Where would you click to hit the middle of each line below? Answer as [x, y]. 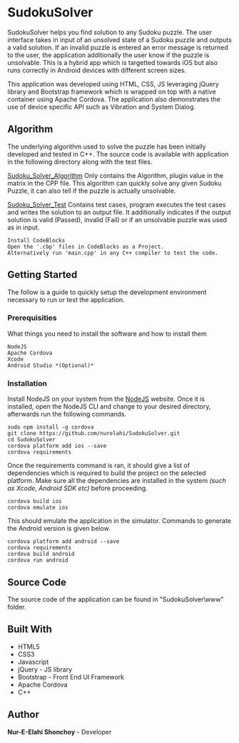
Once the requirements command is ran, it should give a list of [99, 466]
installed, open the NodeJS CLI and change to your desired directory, [109, 407]
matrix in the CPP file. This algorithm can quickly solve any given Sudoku [115, 183]
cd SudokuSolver [31, 440]
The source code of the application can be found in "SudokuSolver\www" [116, 599]
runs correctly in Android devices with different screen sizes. [97, 70]
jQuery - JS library [45, 669]
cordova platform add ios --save [57, 446]
